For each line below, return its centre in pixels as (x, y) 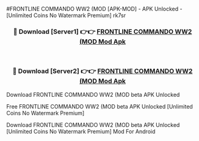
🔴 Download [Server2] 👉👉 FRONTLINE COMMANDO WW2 (103, 71)
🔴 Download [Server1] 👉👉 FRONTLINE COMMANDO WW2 (103, 31)
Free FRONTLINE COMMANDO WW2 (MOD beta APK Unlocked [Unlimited (100, 106)
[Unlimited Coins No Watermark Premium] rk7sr (66, 15)
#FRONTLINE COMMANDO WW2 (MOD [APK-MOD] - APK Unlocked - (94, 9)
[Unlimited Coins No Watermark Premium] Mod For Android (81, 131)
